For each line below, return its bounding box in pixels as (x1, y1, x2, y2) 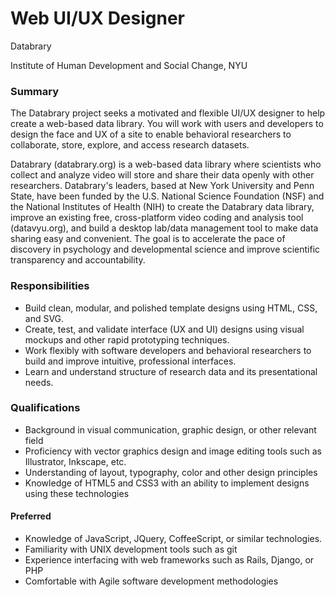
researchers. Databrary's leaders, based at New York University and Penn (10, 180, 315, 192)
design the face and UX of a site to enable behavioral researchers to (10, 128, 292, 141)
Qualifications (10, 401, 81, 415)
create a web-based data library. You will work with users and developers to (10, 118, 324, 130)
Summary (10, 84, 60, 98)
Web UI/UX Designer (10, 7, 186, 30)
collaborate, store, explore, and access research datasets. (10, 139, 250, 151)
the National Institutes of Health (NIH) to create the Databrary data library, (10, 201, 315, 213)
